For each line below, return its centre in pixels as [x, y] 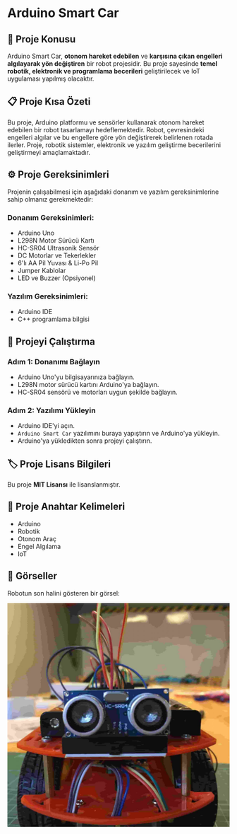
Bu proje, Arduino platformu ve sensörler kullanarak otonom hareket [106, 122]
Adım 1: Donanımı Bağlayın [54, 361]
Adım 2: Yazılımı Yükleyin [52, 410]
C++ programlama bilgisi [53, 319]
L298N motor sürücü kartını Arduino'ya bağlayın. [88, 384]
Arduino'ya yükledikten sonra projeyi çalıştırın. [85, 441]
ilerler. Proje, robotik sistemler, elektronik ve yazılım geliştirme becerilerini [114, 145]
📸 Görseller [32, 576]
